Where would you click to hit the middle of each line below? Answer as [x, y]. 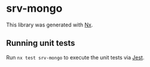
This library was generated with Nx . [50, 25]
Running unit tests [41, 43]
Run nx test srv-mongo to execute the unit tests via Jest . [75, 57]
